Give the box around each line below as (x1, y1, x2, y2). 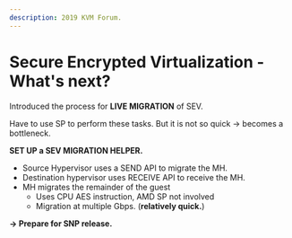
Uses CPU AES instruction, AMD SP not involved (35, 190, 215, 202)
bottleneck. (9, 128, 51, 138)
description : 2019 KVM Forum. (9, 13, 123, 22)
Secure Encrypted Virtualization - (9, 51, 265, 72)
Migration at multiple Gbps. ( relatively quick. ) (35, 200, 205, 211)
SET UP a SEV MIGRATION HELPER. (9, 145, 143, 155)
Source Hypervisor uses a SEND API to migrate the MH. (21, 163, 228, 173)
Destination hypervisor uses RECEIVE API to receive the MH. (21, 172, 246, 182)
